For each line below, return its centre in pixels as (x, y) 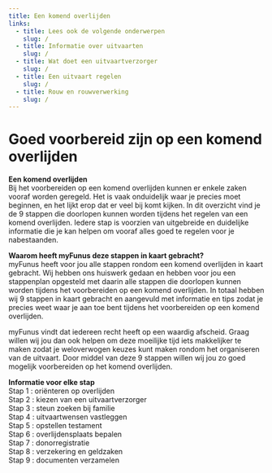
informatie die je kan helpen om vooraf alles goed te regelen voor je (122, 231)
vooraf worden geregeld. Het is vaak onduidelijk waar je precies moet (125, 197)
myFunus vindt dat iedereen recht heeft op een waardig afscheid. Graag (129, 332)
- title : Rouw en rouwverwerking (72, 92)
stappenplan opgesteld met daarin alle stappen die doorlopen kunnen (125, 282)
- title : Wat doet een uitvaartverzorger (87, 62)
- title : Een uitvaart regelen (69, 77)
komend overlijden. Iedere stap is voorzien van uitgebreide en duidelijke (129, 223)
